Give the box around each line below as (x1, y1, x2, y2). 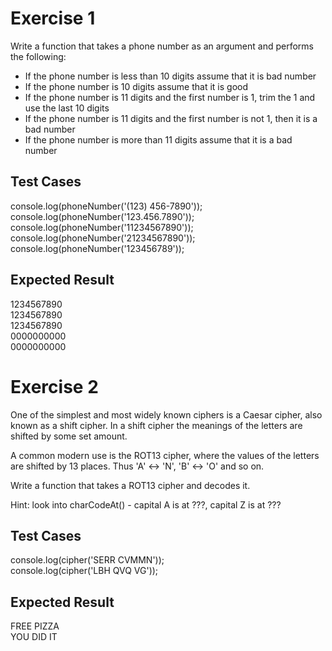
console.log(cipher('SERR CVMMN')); (10, 554, 165, 566)
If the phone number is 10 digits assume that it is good (24, 80, 248, 92)
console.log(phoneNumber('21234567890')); (10, 232, 196, 244)
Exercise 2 (10, 375, 99, 398)
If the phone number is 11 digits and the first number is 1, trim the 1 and (24, 91, 316, 103)
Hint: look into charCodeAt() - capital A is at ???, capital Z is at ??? (10, 498, 282, 511)
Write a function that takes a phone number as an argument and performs (10, 40, 314, 52)
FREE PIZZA (10, 620, 60, 632)
